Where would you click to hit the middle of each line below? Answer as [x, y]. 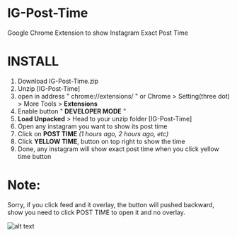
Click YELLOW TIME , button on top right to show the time [101, 141]
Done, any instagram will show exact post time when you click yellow [118, 149]
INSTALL [33, 61]
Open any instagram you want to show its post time [92, 126]
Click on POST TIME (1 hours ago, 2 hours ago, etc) [93, 133]
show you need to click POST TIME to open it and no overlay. [96, 212]
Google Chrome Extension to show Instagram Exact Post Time [98, 33]
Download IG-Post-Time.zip [58, 81]
